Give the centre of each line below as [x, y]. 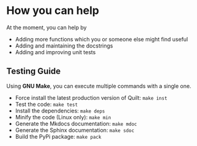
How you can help [53, 11]
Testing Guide [34, 71]
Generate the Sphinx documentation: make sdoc [75, 130]
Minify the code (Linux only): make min [63, 117]
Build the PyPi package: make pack [58, 136]
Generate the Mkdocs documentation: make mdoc [76, 123]
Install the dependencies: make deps [60, 111]
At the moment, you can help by [46, 27]
